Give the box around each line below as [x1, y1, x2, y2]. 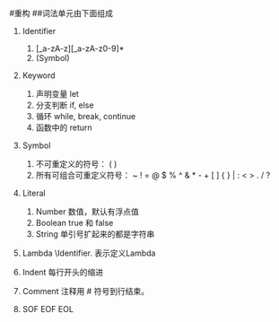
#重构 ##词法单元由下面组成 [9, 8, 114, 18]
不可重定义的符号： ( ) [35, 159, 118, 169]
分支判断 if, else [35, 100, 94, 110]
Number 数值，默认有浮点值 [35, 206, 139, 217]
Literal [22, 187, 47, 198]
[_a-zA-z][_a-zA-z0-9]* [35, 43, 125, 54]
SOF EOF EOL [22, 304, 74, 314]
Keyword [22, 70, 56, 81]
